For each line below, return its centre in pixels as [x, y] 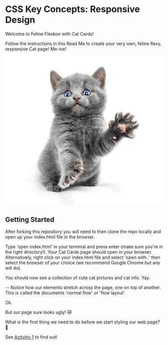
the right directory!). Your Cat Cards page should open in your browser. [79, 252]
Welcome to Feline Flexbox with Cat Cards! [49, 34]
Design [20, 20]
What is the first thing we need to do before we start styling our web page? [83, 322]
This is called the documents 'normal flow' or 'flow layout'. [65, 293]
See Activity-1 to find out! [31, 337]
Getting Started [30, 219]
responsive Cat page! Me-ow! [36, 49]
